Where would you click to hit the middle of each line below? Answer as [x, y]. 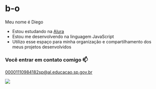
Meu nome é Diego [24, 22]
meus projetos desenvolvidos [42, 47]
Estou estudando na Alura [38, 31]
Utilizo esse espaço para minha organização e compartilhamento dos [82, 41]
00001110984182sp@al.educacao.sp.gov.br [49, 72]
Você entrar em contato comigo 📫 [47, 60]
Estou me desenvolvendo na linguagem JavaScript [63, 36]
